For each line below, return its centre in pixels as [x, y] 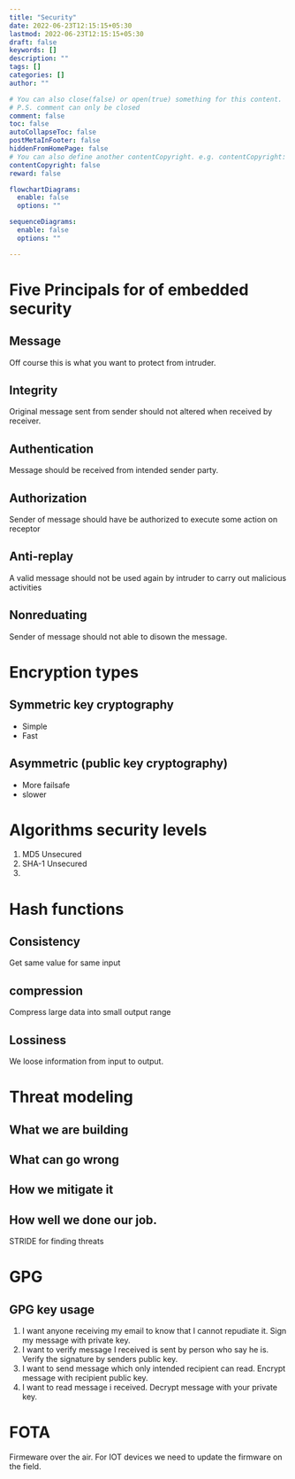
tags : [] [25, 67]
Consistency [45, 942]
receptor [25, 529]
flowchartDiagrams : [45, 190]
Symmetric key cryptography [91, 705]
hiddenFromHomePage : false [59, 149]
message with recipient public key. [85, 1378]
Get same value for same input [65, 963]
